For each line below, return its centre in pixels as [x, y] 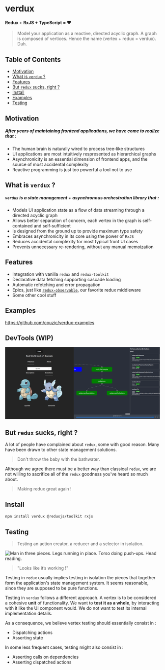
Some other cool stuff [34, 295]
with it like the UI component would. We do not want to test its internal [76, 608]
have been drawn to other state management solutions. [61, 450]
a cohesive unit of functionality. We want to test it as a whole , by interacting [82, 603]
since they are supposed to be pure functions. [52, 588]
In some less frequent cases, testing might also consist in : [64, 647]
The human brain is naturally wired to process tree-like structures [78, 149]
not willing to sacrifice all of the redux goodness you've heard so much [77, 474]
